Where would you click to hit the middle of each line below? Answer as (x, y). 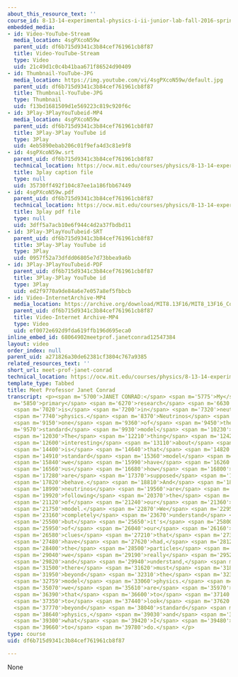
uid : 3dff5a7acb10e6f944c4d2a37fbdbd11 (73, 225)
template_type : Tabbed (41, 383)
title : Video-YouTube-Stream (57, 54)
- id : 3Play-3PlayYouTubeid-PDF (55, 265)
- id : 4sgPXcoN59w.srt (41, 153)
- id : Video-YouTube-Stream (49, 34)
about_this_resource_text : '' (52, 14)
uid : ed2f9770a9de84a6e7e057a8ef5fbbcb (73, 291)
